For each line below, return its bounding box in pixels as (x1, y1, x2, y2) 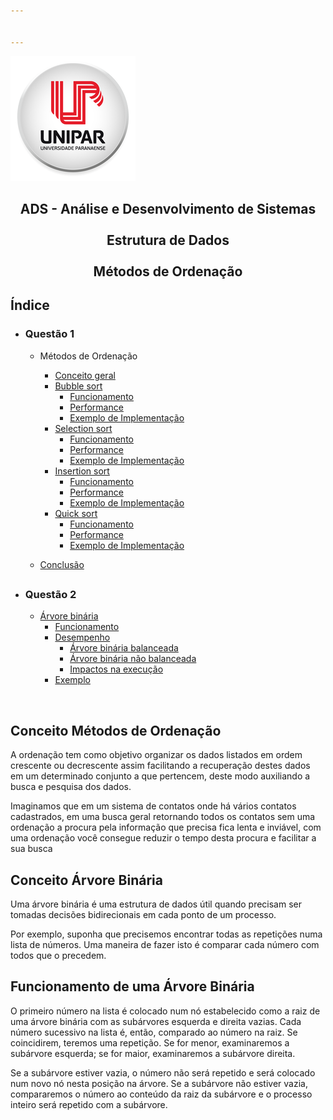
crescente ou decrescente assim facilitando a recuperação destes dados (10, 760, 311, 772)
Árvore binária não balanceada (69, 653, 197, 665)
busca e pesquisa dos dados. (10, 781, 132, 793)
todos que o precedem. (10, 949, 107, 961)
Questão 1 (24, 327, 75, 341)
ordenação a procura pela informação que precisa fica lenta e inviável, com (10, 821, 322, 834)
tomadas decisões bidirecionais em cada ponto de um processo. (10, 908, 277, 920)
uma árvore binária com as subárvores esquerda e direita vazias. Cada (10, 1015, 302, 1027)
